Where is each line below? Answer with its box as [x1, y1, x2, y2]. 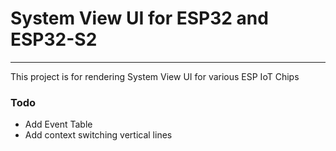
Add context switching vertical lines [24, 129, 173, 141]
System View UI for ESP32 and [10, 7, 269, 30]
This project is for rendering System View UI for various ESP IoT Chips [10, 70, 300, 82]
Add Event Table [24, 118, 93, 131]
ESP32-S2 [10, 28, 98, 51]
